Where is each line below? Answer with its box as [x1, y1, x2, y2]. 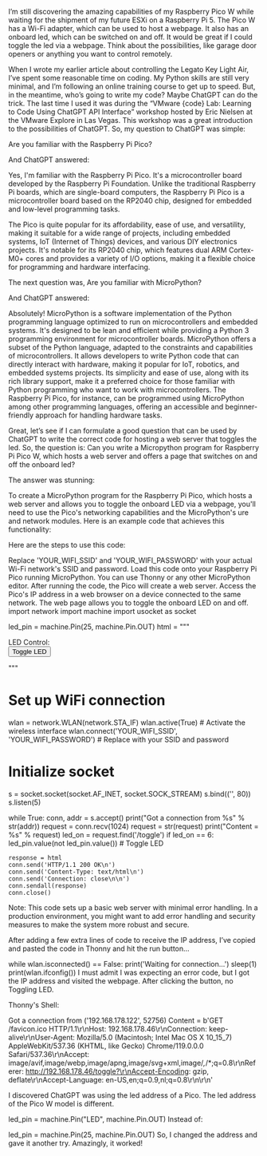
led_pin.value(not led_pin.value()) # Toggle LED [8, 838, 164, 848]
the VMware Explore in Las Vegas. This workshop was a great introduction [8, 116, 253, 125]
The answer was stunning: [8, 475, 96, 485]
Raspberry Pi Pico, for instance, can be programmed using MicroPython [8, 394, 245, 402]
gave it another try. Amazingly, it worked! [8, 1138, 143, 1148]
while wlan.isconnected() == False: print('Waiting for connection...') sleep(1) [8, 959, 257, 968]
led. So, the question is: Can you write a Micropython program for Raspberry [8, 443, 260, 452]
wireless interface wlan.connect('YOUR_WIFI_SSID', [8, 726, 178, 735]
